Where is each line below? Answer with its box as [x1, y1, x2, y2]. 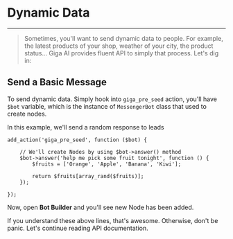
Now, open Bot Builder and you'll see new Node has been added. [7, 203, 194, 211]
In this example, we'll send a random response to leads [7, 123, 164, 131]
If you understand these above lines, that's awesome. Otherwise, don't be [7, 216, 218, 224]
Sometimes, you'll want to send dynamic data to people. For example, [24, 34, 223, 42]
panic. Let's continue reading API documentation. [7, 224, 149, 232]
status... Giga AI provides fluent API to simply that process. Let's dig [24, 48, 219, 57]
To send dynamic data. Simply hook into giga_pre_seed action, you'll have [7, 95, 217, 103]
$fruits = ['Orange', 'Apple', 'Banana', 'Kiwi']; [32, 161, 182, 168]
